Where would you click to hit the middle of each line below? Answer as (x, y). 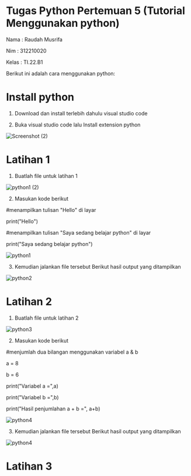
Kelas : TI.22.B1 (25, 62)
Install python (40, 97)
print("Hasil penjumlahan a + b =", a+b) (53, 409)
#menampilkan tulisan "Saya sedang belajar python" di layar (79, 232)
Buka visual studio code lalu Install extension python (77, 125)
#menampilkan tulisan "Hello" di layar (51, 210)
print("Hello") (22, 221)
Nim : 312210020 (26, 50)
